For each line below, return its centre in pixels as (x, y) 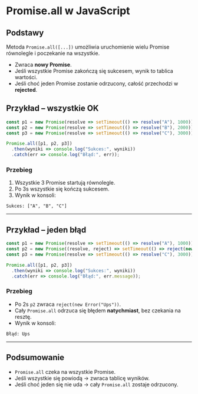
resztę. (23, 317)
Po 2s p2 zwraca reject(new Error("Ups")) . (68, 304)
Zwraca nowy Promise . (43, 64)
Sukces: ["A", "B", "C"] (37, 206)
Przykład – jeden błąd (46, 230)
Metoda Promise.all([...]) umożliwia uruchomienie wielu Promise (88, 47)
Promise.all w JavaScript (68, 11)
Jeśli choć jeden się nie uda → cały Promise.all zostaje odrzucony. (96, 384)
